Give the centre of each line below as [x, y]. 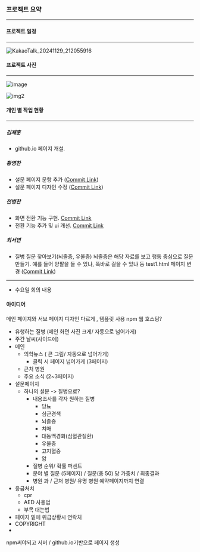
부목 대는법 [36, 510]
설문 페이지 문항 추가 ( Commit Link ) [57, 179]
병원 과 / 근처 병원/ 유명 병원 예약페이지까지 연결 [88, 481]
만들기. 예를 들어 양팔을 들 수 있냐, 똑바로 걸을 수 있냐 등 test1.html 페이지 [100, 263]
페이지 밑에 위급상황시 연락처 [48, 517]
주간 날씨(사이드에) [37, 339]
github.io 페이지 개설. [40, 148]
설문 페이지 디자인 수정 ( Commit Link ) [59, 187]
